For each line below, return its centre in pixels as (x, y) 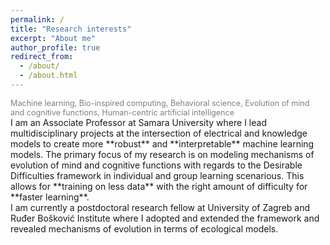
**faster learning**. (50, 197)
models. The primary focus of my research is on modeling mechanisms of (162, 154)
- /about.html (48, 76)
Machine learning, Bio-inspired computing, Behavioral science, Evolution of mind (160, 102)
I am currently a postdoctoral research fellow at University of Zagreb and (160, 207)
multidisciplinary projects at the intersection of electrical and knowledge (159, 133)
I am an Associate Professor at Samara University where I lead (138, 122)
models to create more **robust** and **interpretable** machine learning (162, 143)
